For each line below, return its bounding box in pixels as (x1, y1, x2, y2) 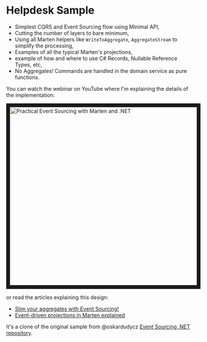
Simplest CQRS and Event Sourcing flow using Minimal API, (14, 23, 160, 30)
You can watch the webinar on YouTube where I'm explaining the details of (6, 85, 189, 92)
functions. (14, 74, 40, 81)
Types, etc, (14, 61, 43, 68)
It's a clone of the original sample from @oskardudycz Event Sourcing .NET (6, 323, 190, 330)
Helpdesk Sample (6, 4, 95, 17)
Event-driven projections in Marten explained (14, 311, 125, 318)
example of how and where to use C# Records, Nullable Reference (14, 55, 178, 62)
